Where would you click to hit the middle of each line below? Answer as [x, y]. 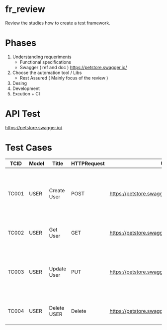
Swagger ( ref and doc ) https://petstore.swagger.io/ [73, 67]
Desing [20, 83]
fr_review [25, 9]
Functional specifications [45, 62]
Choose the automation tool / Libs [47, 73]
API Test [23, 114]
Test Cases [29, 148]
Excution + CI [26, 93]
